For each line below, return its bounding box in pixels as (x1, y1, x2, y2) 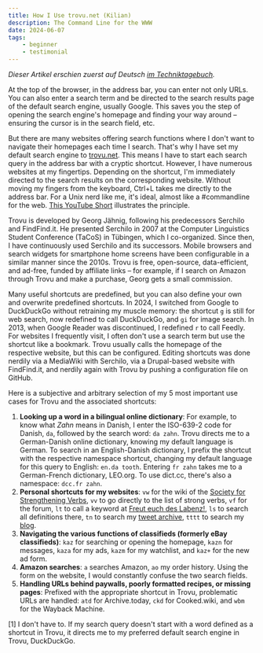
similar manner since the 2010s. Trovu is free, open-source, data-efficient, (8, 257, 249, 267)
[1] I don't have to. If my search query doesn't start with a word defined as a (8, 619, 254, 629)
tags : (8, 33, 26, 42)
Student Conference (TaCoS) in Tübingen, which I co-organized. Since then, (8, 233, 255, 242)
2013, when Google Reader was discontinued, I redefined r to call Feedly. (8, 323, 246, 332)
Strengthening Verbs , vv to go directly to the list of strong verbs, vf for (19, 496, 247, 504)
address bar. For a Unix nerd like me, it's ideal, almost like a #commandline (8, 192, 250, 201)
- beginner (22, 41, 58, 49)
